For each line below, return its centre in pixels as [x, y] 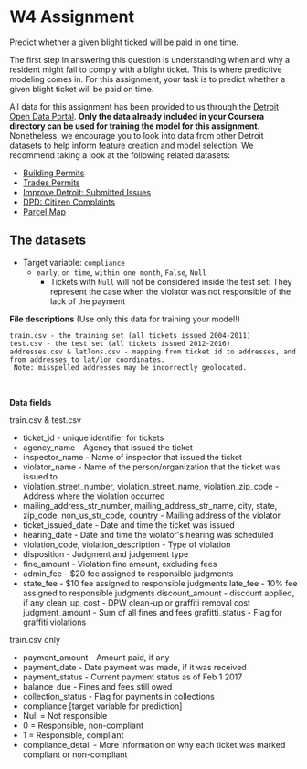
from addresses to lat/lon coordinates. [88, 359]
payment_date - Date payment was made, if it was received [134, 667]
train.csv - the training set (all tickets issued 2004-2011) [130, 335]
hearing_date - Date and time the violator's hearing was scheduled [148, 534]
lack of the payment [88, 301]
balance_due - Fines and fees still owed [97, 686]
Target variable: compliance [74, 262]
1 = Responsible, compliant [73, 735]
